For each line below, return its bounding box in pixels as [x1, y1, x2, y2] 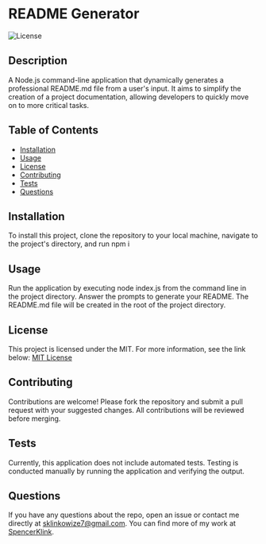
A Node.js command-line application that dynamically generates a [8, 75, 224, 84]
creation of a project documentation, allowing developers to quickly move [8, 92, 249, 102]
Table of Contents [8, 124, 99, 137]
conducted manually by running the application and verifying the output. [8, 466, 245, 476]
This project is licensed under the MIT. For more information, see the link [8, 345, 246, 353]
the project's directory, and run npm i [8, 239, 130, 249]
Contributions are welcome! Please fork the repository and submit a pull [8, 396, 244, 406]
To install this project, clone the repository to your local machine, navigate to [8, 231, 259, 241]
